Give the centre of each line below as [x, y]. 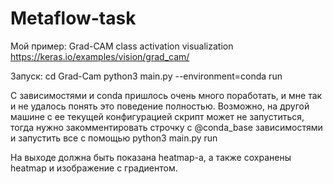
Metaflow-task [73, 18]
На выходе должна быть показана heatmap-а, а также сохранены [151, 157]
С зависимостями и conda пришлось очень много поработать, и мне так [166, 95]
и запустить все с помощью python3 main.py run [114, 138]
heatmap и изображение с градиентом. [94, 168]
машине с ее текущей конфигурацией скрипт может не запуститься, [157, 116]
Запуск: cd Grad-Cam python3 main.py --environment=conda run [146, 76]
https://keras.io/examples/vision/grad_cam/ [100, 56]
